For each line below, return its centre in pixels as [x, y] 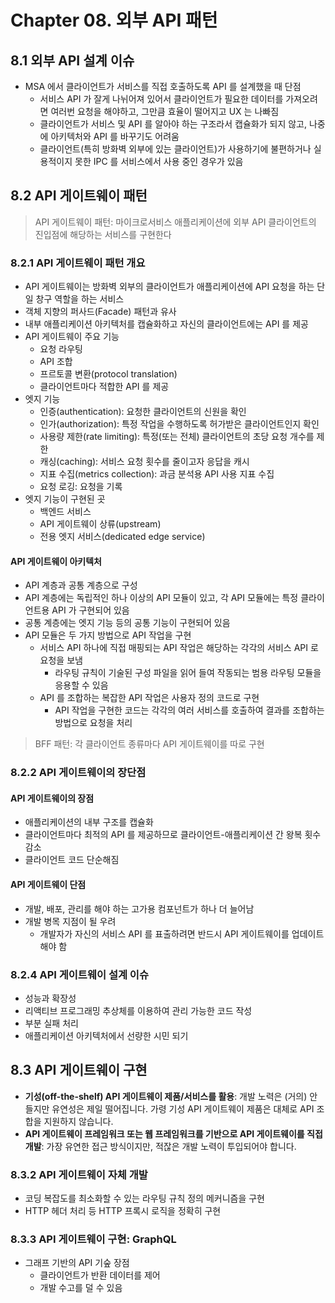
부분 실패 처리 [51, 1023]
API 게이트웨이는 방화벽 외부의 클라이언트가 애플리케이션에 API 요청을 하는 [169, 287]
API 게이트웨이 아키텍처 [56, 561]
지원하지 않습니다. [78, 1121]
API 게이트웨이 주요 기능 [72, 337]
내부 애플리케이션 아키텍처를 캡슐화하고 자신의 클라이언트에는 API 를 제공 [166, 324]
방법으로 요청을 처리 [93, 723]
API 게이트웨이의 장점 [52, 798]
